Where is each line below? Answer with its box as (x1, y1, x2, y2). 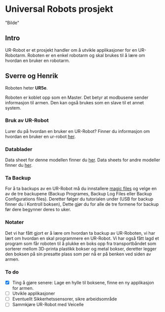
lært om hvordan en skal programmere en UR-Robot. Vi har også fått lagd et (5, 235, 159, 241)
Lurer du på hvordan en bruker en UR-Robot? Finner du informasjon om (5, 128, 150, 134)
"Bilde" (5, 20, 20, 26)
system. (5, 105, 21, 111)
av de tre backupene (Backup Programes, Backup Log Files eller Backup (5, 191, 152, 197)
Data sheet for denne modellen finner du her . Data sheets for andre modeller (5, 157, 161, 163)
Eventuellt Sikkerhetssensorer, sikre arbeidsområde (12, 296, 117, 302)
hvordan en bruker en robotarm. (5, 58, 70, 63)
